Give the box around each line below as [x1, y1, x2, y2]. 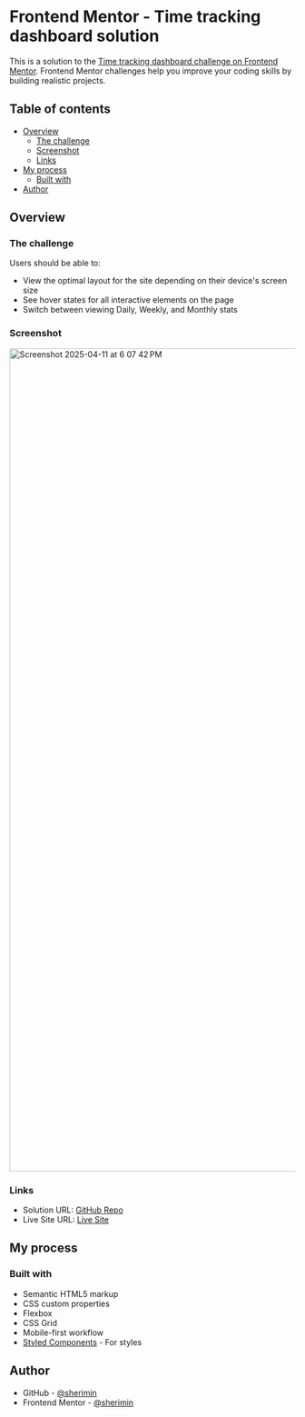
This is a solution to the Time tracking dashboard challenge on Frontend [9, 55, 279, 66]
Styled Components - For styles [22, 1336, 143, 1347]
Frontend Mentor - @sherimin [22, 1397, 134, 1408]
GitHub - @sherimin [22, 1387, 97, 1398]
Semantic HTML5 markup [22, 1288, 119, 1299]
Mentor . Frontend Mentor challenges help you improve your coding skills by [9, 65, 292, 76]
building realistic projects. [9, 75, 106, 85]
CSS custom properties [22, 1298, 111, 1309]
